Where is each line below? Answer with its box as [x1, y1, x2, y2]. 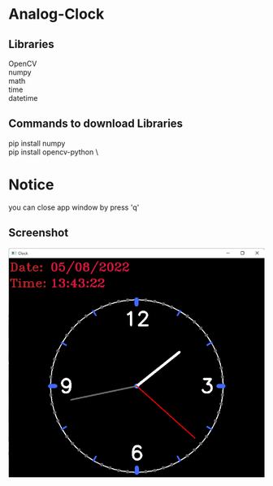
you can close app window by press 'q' [8, 202, 140, 212]
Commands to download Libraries [8, 117, 184, 131]
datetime [8, 93, 38, 102]
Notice [8, 176, 54, 193]
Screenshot [8, 226, 69, 240]
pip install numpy [8, 138, 66, 148]
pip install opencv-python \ [8, 147, 99, 157]
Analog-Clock [8, 5, 105, 24]
